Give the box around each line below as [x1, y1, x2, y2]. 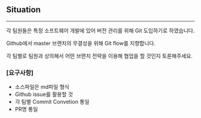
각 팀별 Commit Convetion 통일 [14, 98, 90, 105]
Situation [6, 5, 41, 15]
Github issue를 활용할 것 [14, 91, 74, 98]
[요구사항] [6, 69, 34, 77]
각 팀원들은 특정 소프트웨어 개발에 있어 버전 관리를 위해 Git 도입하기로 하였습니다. [6, 27, 195, 34]
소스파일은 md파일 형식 [14, 83, 70, 91]
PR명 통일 [14, 105, 38, 113]
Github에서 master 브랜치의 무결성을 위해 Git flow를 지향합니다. [6, 39, 156, 46]
